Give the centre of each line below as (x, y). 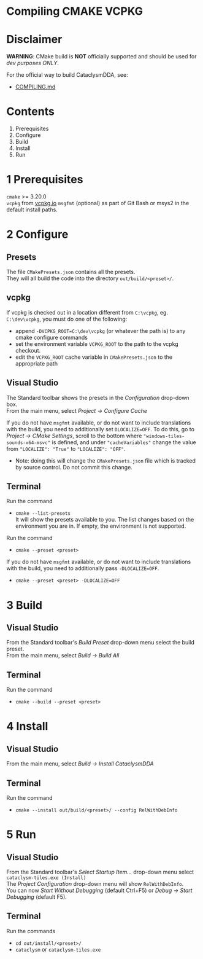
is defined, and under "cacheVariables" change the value (124, 442)
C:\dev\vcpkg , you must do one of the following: (67, 319)
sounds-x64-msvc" (29, 443)
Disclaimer (34, 40)
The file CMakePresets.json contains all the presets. (71, 272)
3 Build (25, 605)
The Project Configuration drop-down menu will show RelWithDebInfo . (95, 884)
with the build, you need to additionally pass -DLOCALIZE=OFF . (83, 568)
